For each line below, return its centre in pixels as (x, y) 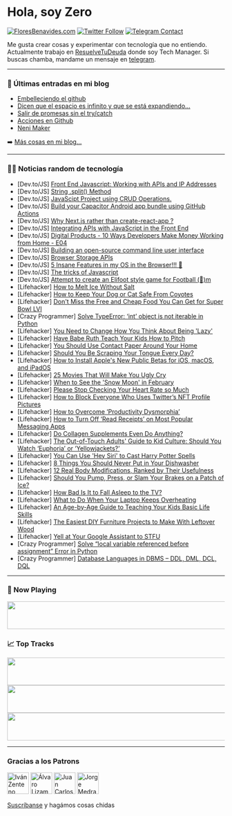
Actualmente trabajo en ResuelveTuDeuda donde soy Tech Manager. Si (108, 52)
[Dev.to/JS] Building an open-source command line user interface (110, 250)
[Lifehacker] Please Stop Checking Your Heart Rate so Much (103, 389)
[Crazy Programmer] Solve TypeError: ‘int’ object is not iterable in (110, 316)
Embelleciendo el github (51, 99)
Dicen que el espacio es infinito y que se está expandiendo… (104, 106)
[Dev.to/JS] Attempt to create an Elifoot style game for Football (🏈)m (114, 279)
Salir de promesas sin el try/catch (65, 113)
